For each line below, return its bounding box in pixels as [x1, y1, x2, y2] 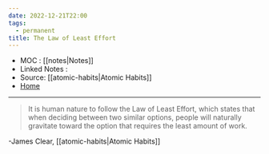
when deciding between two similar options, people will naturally [27, 113, 242, 122]
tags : [8, 19, 26, 27]
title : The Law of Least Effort [8, 34, 116, 42]
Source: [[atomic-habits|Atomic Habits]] [19, 73, 152, 82]
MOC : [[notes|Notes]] [19, 56, 94, 65]
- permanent [15, 26, 56, 34]
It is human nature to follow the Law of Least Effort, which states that [27, 105, 255, 114]
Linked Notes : [19, 65, 68, 74]
